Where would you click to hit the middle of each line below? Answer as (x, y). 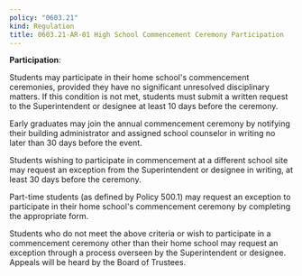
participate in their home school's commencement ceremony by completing (150, 207)
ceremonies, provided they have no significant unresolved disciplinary (140, 87)
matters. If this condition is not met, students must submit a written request (149, 97)
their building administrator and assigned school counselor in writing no (142, 133)
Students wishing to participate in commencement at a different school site (149, 161)
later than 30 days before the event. (76, 143)
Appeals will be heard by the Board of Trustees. (98, 262)
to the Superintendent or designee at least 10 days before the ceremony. (144, 106)
